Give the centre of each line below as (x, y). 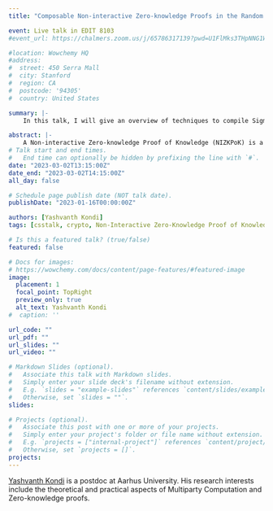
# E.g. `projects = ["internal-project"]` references (105, 443)
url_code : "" (30, 330)
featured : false (36, 247)
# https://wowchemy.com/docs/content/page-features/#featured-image (127, 269)
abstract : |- (30, 135)
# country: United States (54, 98)
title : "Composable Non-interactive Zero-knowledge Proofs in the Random (136, 16)
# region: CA (32, 83)
